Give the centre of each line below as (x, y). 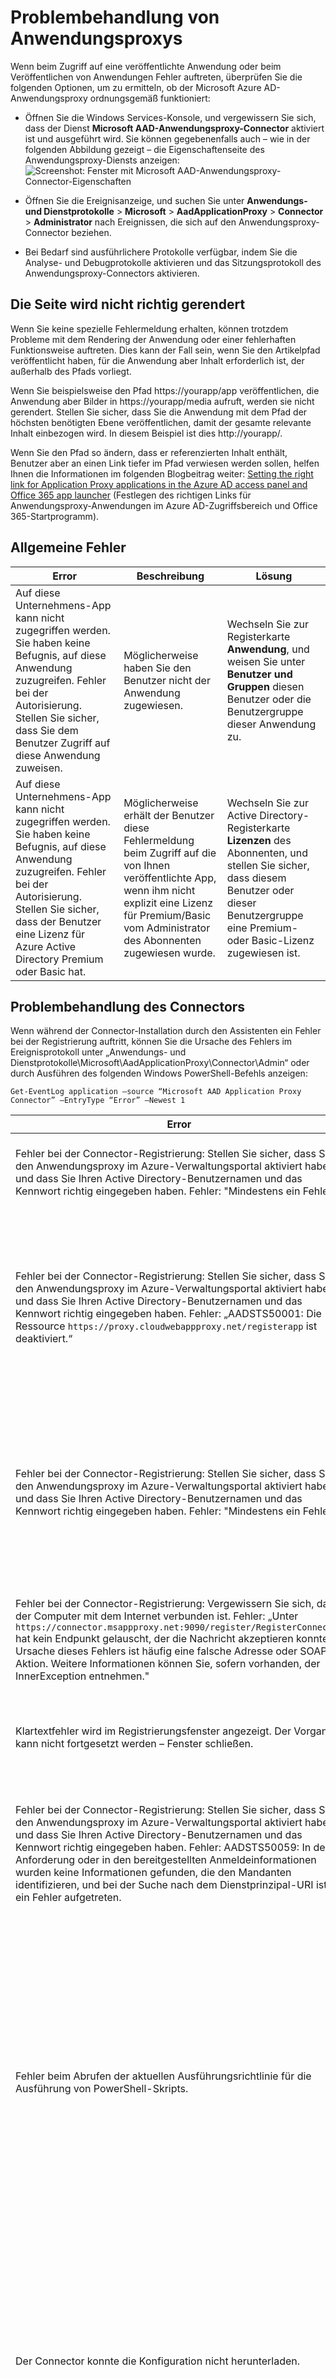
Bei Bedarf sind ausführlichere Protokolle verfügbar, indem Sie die (161, 252)
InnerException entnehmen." (82, 1676)
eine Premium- (262, 928)
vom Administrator (167, 928)
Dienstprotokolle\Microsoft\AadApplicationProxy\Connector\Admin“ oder (160, 1063)
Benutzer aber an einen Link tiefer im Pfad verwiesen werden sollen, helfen (165, 463)
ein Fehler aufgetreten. (68, 1898)
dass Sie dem (47, 730)
